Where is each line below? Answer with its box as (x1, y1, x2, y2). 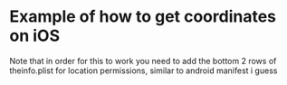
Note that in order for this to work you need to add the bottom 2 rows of (9, 55, 277, 66)
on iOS (9, 25, 61, 46)
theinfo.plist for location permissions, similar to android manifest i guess (9, 65, 278, 76)
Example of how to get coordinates (9, 6, 276, 27)
